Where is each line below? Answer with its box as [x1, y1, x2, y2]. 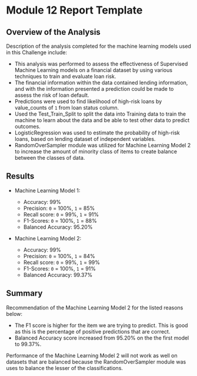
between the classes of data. [14, 154, 85, 161]
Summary [6, 288, 43, 298]
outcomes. [14, 123, 41, 130]
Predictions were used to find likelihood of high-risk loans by [14, 98, 162, 105]
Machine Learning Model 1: [14, 187, 81, 194]
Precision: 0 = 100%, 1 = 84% [23, 252, 95, 259]
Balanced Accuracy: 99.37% [23, 271, 93, 278]
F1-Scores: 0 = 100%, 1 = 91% [23, 265, 96, 272]
